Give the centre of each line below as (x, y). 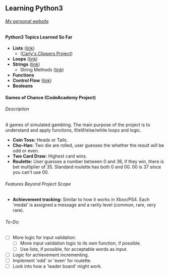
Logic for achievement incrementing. (51, 255)
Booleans (23, 86)
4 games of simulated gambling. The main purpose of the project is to (78, 125)
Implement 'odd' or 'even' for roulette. (52, 260)
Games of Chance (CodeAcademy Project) (50, 97)
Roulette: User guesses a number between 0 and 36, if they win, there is (88, 161)
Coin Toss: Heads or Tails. (40, 140)
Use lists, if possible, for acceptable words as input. (74, 249)
